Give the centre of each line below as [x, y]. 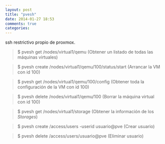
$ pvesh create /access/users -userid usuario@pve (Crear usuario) [86, 127]
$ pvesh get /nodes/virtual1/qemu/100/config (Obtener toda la [81, 82]
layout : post [19, 10]
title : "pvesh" [21, 14]
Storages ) [28, 117]
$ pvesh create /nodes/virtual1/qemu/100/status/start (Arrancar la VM [89, 67]
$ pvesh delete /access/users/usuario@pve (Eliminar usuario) [81, 136]
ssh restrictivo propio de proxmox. [40, 42]
